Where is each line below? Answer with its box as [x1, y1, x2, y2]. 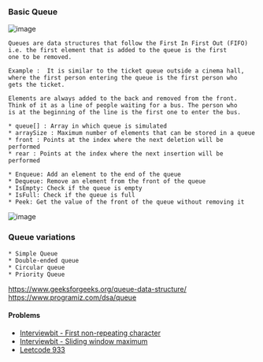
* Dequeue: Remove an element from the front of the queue [8, 177, 206, 185]
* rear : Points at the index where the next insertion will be [8, 150, 224, 158]
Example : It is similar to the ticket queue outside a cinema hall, [8, 67, 245, 75]
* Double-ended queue [8, 256, 80, 264]
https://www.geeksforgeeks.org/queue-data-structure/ [8, 284, 187, 293]
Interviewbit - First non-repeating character [19, 328, 161, 338]
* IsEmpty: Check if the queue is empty [8, 185, 143, 192]
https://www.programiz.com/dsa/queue [8, 293, 137, 302]
